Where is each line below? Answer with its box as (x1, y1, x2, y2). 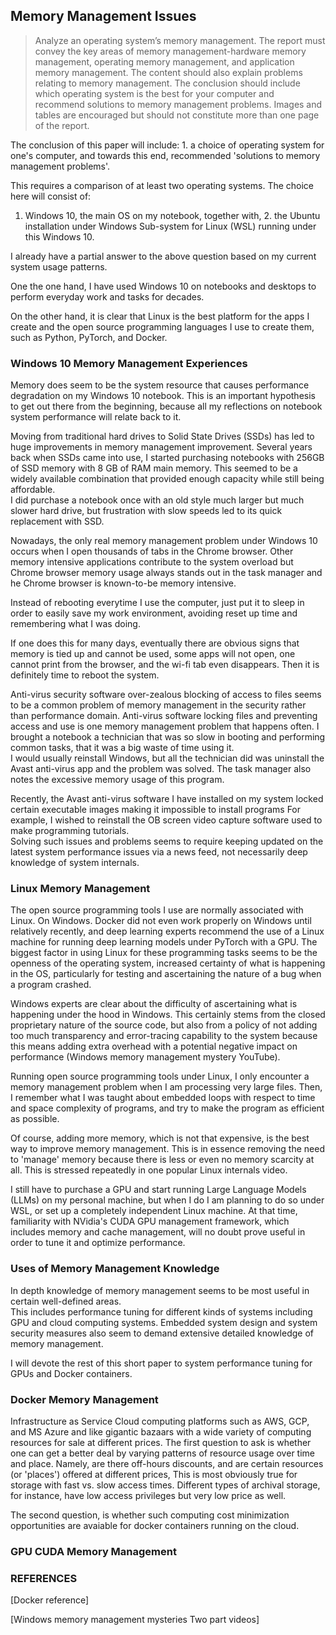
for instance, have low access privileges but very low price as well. (10, 1490, 287, 1501)
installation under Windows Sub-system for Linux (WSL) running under (24, 220, 317, 232)
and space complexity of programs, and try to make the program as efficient (10, 1102, 325, 1114)
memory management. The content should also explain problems (34, 66, 303, 78)
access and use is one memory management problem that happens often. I (10, 720, 320, 733)
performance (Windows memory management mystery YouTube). (10, 1051, 281, 1063)
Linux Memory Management (10, 882, 151, 896)
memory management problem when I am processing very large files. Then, (10, 1081, 323, 1093)
